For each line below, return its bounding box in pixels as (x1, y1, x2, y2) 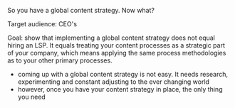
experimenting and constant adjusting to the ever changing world (17, 77, 210, 86)
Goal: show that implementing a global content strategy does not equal (7, 33, 216, 42)
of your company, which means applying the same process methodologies (7, 49, 226, 57)
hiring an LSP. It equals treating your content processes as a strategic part (7, 41, 226, 49)
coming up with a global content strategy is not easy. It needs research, (17, 70, 229, 78)
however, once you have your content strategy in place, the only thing (17, 85, 223, 93)
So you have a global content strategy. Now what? (7, 6, 155, 14)
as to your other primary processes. (7, 56, 113, 65)
